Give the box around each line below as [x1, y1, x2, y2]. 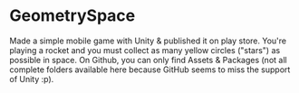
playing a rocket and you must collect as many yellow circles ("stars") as [9, 44, 281, 55]
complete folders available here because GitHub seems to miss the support [9, 64, 291, 75]
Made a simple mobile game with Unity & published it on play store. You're [9, 35, 287, 46]
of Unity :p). [9, 73, 54, 84]
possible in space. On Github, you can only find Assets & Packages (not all [9, 54, 287, 65]
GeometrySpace [9, 5, 136, 26]
